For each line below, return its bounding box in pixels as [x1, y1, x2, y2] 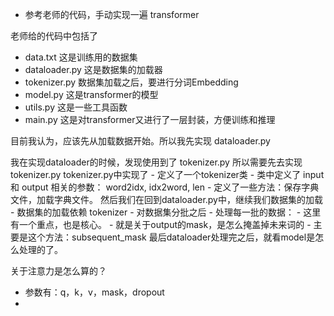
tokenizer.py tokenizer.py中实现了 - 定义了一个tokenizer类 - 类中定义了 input [10, 169, 325, 180]
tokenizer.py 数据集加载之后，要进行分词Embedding [24, 76, 239, 88]
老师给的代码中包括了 [10, 30, 98, 42]
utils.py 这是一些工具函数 [24, 101, 128, 113]
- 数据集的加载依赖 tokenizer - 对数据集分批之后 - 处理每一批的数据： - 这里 [10, 206, 322, 218]
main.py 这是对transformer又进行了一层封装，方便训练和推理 [24, 114, 276, 125]
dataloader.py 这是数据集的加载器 [24, 64, 163, 75]
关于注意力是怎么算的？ [10, 265, 107, 277]
